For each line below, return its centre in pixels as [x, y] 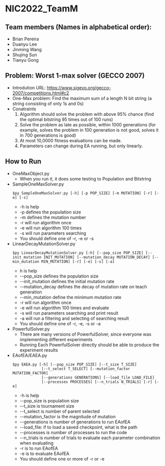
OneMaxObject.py [31, 173]
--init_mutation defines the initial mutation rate [67, 281]
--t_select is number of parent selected [60, 411]
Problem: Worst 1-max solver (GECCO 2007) [75, 76]
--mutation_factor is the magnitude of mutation [68, 416]
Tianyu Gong [25, 60]
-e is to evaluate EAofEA [44, 454]
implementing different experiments [56, 339]
